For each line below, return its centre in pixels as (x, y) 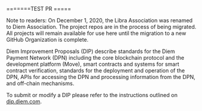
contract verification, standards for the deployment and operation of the (96, 71)
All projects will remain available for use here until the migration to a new (96, 33)
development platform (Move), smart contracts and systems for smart (93, 64)
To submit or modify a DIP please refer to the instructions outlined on (92, 95)
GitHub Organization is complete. (47, 40)
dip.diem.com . (24, 101)
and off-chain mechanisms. (40, 83)
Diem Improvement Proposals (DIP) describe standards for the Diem (91, 51)
